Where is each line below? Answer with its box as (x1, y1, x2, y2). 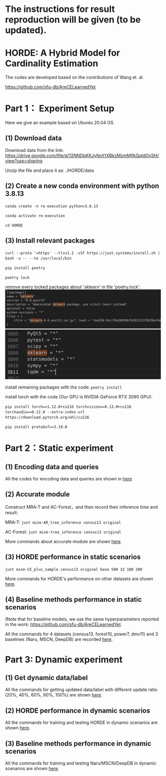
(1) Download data (5, 134, 62, 143)
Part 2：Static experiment (5, 443, 114, 454)
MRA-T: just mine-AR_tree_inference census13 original (5, 519, 121, 525)
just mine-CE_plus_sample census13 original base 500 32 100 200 (5, 567, 142, 572)
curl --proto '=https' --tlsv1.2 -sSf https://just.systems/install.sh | (5, 250, 161, 255)
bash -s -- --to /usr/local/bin (5, 256, 72, 261)
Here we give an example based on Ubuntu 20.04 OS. (5, 120, 115, 126)
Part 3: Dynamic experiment (5, 654, 123, 665)
